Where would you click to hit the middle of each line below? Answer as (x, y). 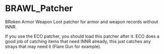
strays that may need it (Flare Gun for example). (53, 46)
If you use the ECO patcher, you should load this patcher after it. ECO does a (82, 36)
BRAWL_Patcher (39, 8)
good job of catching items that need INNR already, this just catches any (78, 41)
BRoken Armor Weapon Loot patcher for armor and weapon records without (82, 22)
